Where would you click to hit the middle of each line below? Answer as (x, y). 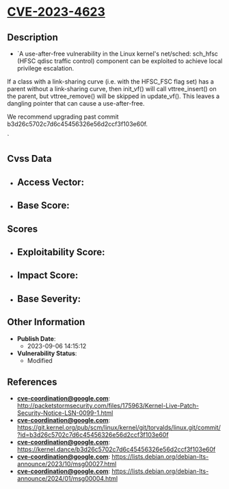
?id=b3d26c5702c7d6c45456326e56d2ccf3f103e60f (93, 435)
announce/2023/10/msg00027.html (67, 464)
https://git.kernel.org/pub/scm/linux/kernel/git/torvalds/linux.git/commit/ (119, 428)
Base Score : (43, 205)
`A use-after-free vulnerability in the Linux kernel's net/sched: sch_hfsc (118, 53)
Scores (23, 229)
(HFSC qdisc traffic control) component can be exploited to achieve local (120, 61)
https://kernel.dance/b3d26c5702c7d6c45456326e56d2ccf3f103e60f (116, 449)
